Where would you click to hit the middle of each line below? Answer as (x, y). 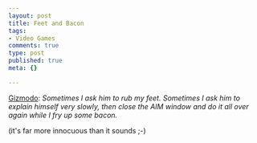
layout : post (30, 16)
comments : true (34, 46)
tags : (17, 31)
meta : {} (23, 68)
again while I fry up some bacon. (63, 115)
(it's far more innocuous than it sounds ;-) (77, 130)
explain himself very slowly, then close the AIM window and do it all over (128, 106)
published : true (35, 61)
